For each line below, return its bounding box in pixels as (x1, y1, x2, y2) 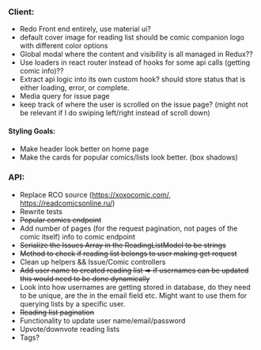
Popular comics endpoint (19, 215, 101, 224)
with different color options (19, 41, 108, 51)
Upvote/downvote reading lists (19, 324, 120, 333)
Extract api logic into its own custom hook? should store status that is (19, 74, 246, 85)
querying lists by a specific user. (19, 299, 126, 308)
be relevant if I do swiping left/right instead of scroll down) (19, 108, 211, 118)
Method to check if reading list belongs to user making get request (19, 248, 237, 258)
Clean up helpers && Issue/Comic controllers (19, 257, 166, 266)
